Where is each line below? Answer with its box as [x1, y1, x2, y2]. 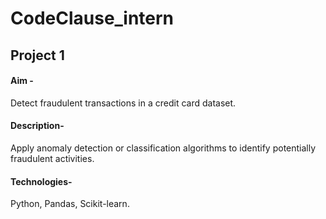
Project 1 [10, 47, 65, 64]
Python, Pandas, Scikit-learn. [10, 198, 130, 210]
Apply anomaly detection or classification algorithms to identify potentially [10, 142, 317, 154]
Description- [10, 120, 65, 132]
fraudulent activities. [10, 152, 95, 164]
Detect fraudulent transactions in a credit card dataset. [10, 97, 237, 109]
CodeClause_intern [10, 7, 175, 30]
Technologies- [10, 175, 73, 187]
